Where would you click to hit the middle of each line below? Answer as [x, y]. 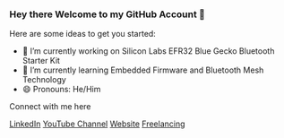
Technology [44, 80]
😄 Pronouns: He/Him [61, 90]
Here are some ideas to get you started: [83, 34]
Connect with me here [50, 107]
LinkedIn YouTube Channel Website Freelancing [97, 124]
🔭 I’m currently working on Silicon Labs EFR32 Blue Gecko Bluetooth [148, 51]
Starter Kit [41, 61]
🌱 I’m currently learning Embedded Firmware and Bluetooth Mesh [143, 70]
